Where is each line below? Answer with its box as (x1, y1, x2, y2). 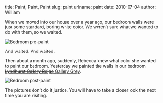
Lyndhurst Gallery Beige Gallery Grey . (5, 68, 81, 74)
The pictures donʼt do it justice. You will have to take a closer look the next (5, 87, 156, 93)
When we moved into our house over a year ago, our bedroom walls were (5, 19, 154, 25)
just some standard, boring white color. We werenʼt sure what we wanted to (5, 24, 159, 30)
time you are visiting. (5, 93, 48, 98)
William (5, 9, 20, 15)
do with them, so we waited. (5, 29, 63, 35)
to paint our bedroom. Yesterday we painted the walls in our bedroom (5, 63, 146, 69)
